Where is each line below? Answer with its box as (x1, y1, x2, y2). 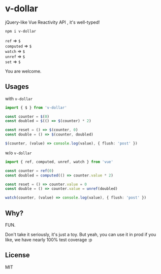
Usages (5, 82, 29, 91)
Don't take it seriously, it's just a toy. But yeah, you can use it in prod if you (5, 231, 157, 237)
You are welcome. (5, 68, 42, 74)
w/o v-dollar (5, 150, 32, 156)
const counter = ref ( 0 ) (5, 168, 54, 173)
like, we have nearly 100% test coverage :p (5, 237, 93, 242)
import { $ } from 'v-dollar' (5, 105, 67, 110)
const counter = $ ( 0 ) (5, 114, 50, 119)
